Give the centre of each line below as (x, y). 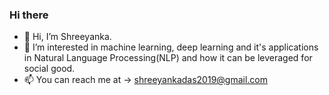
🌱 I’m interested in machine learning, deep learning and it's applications (171, 47)
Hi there (29, 15)
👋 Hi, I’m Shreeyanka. (67, 37)
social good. (49, 69)
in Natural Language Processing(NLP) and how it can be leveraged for (168, 58)
